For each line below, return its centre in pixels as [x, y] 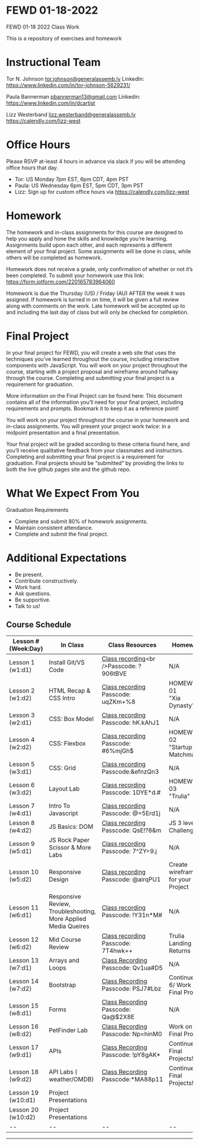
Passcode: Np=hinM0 [132, 1034]
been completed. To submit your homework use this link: [75, 275]
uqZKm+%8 [118, 702]
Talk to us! [27, 606]
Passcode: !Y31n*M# [132, 915]
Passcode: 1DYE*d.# [131, 792]
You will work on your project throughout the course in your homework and [98, 420]
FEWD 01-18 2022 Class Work [43, 27]
